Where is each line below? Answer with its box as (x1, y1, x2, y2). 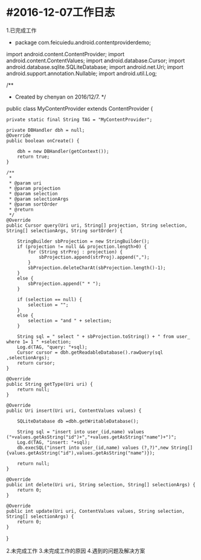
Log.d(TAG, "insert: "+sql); (17, 439, 91, 445)
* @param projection (8, 185, 61, 191)
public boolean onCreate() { (6, 137, 80, 144)
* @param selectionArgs (8, 196, 69, 202)
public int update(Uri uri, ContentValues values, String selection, (6, 508, 185, 514)
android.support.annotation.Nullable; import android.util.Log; (6, 70, 157, 77)
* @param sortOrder (8, 201, 59, 207)
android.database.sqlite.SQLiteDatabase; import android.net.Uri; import (6, 63, 183, 70)
